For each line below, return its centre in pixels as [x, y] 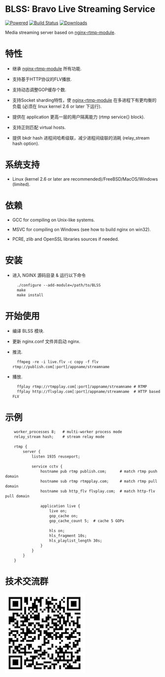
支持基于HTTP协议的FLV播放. [42, 79]
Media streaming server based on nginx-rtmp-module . [60, 32]
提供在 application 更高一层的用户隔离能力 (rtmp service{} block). [79, 117]
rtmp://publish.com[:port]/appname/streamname [61, 367]
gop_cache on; [64, 516]
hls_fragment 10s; [68, 535]
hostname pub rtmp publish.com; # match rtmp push [99, 471]
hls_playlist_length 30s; [76, 540]
